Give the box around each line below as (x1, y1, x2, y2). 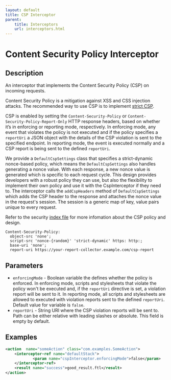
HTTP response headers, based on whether (68, 118, 161, 125)
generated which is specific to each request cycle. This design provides (5, 172, 157, 178)
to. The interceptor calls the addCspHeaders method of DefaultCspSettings (5, 188, 160, 194)
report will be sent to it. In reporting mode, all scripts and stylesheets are (12, 291, 166, 297)
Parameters (5, 261, 43, 270)
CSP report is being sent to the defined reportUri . (5, 146, 111, 152)
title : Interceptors (14, 21, 58, 27)
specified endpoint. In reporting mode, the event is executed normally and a (5, 140, 165, 146)
